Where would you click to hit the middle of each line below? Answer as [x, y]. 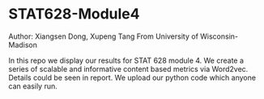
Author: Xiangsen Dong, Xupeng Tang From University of [103, 36]
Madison [23, 44]
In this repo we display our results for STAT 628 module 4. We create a [126, 60]
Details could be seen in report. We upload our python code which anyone [132, 77]
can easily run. [33, 86]
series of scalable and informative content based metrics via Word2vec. [128, 68]
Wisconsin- [219, 36]
